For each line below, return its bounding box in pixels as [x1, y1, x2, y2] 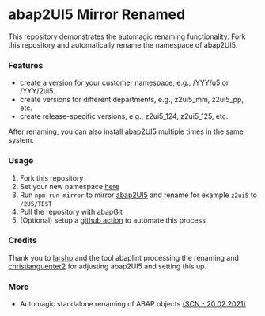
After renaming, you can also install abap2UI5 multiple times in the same [8, 127, 244, 136]
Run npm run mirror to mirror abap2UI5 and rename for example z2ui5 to [19, 190, 257, 200]
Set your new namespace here [19, 181, 120, 191]
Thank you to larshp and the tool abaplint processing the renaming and [8, 253, 240, 262]
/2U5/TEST [19, 200, 53, 207]
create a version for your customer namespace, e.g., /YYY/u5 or [19, 78, 229, 88]
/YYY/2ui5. [19, 86, 55, 96]
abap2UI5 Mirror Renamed [8, 6, 186, 24]
